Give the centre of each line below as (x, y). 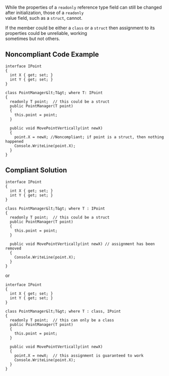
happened (14, 141)
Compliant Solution (36, 170)
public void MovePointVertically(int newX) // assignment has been (82, 244)
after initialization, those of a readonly (45, 13)
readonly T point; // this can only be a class (62, 320)
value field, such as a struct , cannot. (44, 18)
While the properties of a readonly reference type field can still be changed (83, 7)
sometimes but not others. (33, 38)
